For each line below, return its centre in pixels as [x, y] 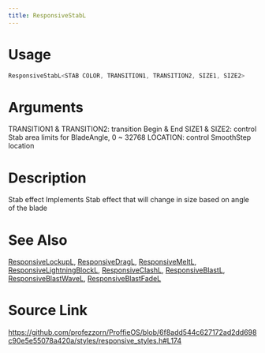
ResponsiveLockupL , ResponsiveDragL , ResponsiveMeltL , [103, 262]
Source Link [48, 311]
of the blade [28, 208]
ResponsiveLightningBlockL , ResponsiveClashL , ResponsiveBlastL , [117, 270]
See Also [38, 240]
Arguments [46, 107]
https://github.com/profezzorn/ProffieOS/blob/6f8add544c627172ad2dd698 [132, 332]
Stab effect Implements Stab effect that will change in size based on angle [129, 200]
